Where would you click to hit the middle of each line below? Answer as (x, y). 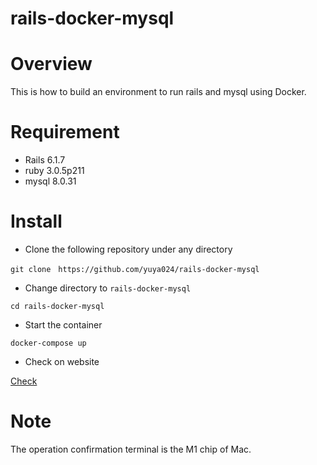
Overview (51, 64)
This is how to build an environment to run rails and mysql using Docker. (158, 92)
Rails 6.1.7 (45, 160)
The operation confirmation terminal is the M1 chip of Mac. (131, 449)
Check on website (62, 361)
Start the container (63, 325)
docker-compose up (48, 343)
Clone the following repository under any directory (128, 249)
